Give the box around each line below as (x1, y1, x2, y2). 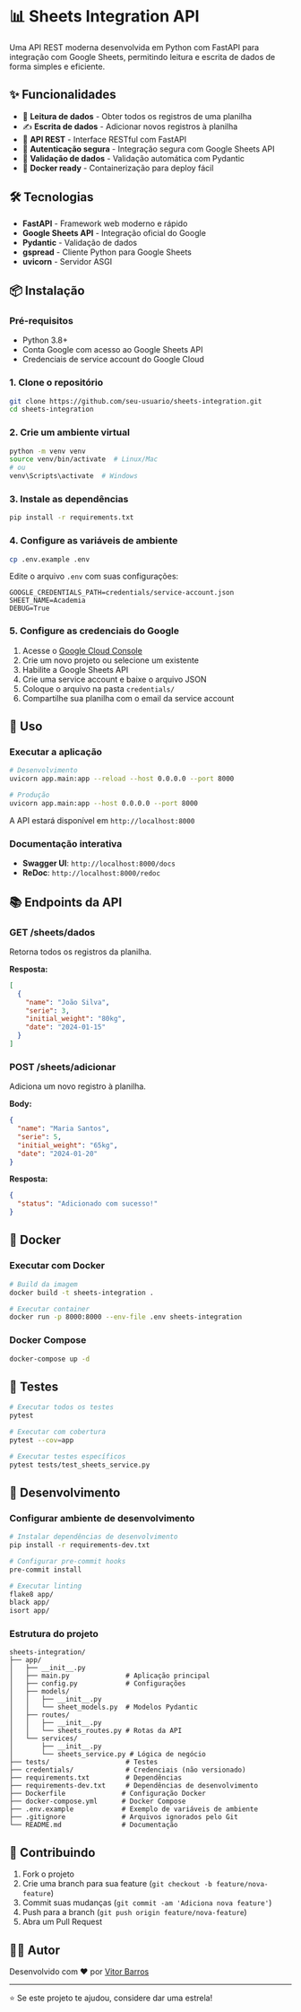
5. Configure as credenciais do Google (9, 624, 179, 637)
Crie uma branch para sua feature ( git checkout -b (21, 1878, 212, 1889)
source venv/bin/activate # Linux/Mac (9, 455, 159, 464)
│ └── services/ (9, 1734, 78, 1744)
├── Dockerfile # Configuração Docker (9, 1790, 206, 1799)
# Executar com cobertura (9, 1427, 106, 1436)
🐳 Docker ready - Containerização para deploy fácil (21, 162, 214, 173)
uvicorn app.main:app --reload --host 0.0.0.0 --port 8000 (9, 774, 235, 784)
